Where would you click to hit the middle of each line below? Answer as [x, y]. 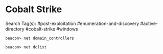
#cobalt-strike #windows [52, 29]
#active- [149, 23]
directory [15, 29]
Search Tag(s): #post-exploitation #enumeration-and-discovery [72, 23]
